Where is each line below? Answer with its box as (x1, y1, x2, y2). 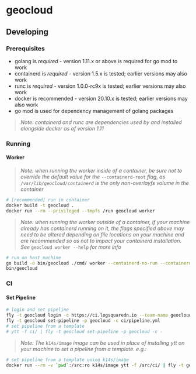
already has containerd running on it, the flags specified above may (20, 225, 185, 232)
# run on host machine (6, 255, 61, 260)
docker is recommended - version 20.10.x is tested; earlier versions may (14, 95, 188, 102)
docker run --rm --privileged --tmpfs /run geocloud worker (6, 208, 156, 214)
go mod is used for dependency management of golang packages (14, 107, 174, 114)
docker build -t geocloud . (6, 203, 75, 208)
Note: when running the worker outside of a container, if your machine (20, 218, 190, 225)
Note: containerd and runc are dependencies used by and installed (20, 118, 182, 126)
